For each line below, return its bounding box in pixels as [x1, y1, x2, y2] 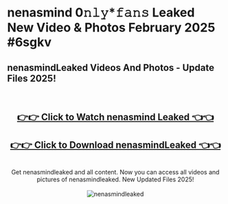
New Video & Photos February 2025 [7, 20, 216, 36]
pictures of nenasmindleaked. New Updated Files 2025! [36, 175, 194, 183]
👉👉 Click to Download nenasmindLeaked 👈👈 [10, 139, 221, 150]
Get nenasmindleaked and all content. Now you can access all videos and [11, 168, 220, 177]
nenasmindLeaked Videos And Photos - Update [7, 62, 215, 73]
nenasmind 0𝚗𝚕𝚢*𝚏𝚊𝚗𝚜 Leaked [7, 5, 195, 21]
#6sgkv [7, 34, 52, 50]
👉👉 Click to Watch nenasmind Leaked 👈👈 [16, 111, 214, 123]
